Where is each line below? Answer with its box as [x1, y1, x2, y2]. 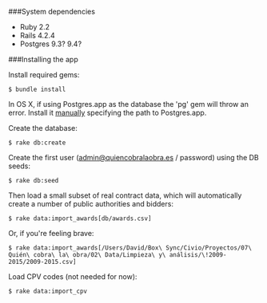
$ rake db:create [8, 139, 66, 147]
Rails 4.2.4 [19, 31, 55, 40]
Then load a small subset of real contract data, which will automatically [8, 191, 242, 200]
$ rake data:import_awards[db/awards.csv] [8, 214, 152, 222]
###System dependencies [8, 7, 96, 16]
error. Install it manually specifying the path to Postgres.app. [8, 108, 207, 117]
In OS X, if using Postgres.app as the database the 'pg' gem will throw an [8, 100, 249, 108]
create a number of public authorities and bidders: [8, 199, 174, 208]
